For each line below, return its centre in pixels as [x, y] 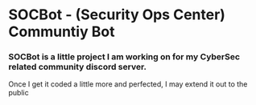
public [19, 93]
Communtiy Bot [62, 32]
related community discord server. [78, 67]
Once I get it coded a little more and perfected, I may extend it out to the [128, 84]
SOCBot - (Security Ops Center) [117, 15]
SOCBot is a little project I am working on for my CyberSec [124, 57]
